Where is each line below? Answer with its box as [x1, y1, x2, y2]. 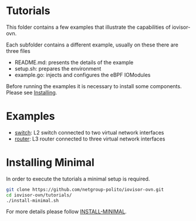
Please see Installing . [6, 89, 58, 96]
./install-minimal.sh [6, 197, 59, 203]
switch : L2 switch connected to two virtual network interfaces [14, 129, 164, 136]
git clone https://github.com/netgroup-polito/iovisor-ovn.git [6, 186, 164, 192]
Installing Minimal [6, 156, 95, 169]
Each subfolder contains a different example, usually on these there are [6, 41, 179, 48]
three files [6, 47, 31, 54]
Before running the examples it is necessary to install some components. [6, 82, 182, 89]
